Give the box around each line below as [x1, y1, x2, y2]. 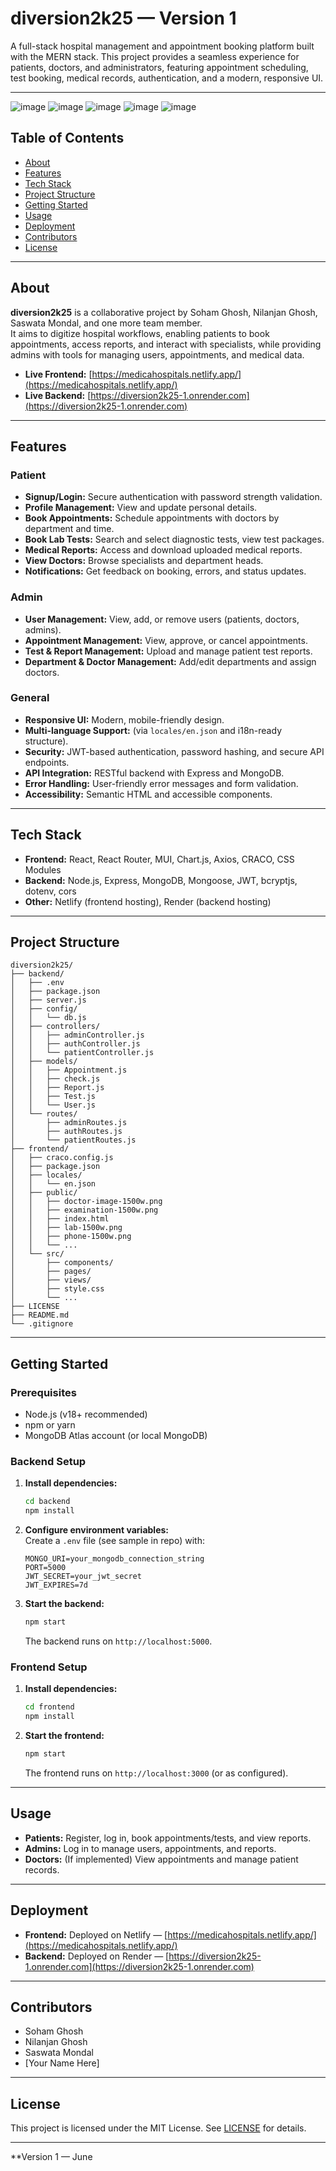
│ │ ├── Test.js [10, 1092, 97, 1102]
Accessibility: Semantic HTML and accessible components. [24, 788, 273, 800]
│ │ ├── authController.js [10, 1039, 141, 1049]
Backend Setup [10, 1455, 87, 1469]
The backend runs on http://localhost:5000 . [24, 1635, 213, 1647]
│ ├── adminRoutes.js [10, 1118, 128, 1128]
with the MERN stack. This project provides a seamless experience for [10, 50, 300, 62]
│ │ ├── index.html [10, 1214, 110, 1224]
